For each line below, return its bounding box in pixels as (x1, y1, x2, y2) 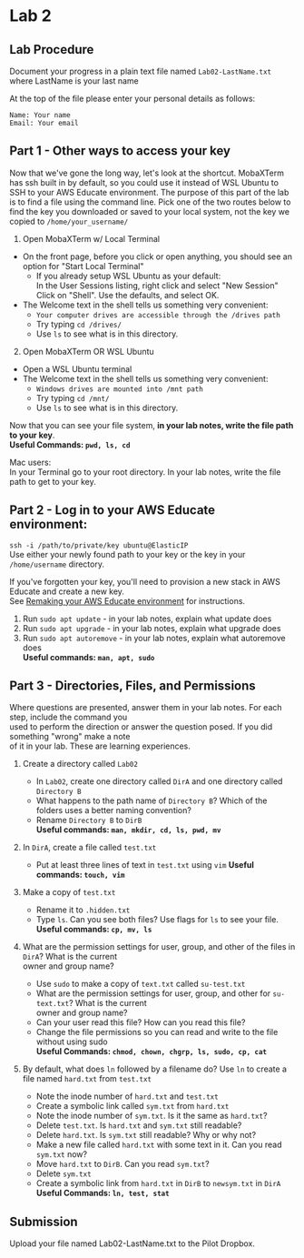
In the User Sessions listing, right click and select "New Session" (35, 279, 279, 291)
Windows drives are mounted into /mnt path (35, 384, 204, 394)
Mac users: (9, 457, 52, 468)
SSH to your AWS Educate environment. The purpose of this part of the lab (9, 186, 289, 197)
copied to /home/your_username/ (9, 216, 129, 226)
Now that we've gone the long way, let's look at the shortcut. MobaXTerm (9, 167, 284, 178)
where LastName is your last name (9, 75, 139, 86)
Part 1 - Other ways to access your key (9, 143, 231, 159)
